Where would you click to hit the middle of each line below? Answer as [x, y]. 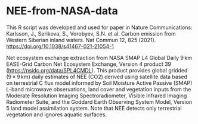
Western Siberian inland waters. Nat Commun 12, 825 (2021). [81, 40]
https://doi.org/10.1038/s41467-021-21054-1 [60, 46]
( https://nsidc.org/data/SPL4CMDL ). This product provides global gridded [97, 70]
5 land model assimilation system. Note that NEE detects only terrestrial [94, 108]
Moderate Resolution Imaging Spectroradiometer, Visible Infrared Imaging [97, 96]
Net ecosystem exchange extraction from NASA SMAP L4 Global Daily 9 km [99, 58]
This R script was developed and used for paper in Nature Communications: [99, 27]
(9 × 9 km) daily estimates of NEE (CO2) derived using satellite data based [97, 77]
